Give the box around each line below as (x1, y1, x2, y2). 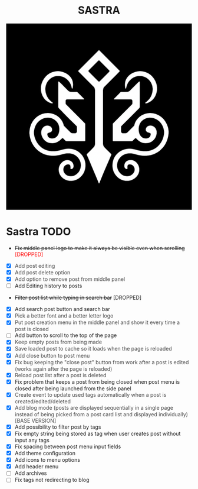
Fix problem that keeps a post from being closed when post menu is (14, 378, 180, 385)
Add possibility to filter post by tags (14, 423, 101, 430)
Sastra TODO (6, 225, 71, 238)
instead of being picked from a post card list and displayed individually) (14, 410, 189, 417)
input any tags (14, 437, 50, 443)
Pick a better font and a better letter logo (14, 312, 114, 319)
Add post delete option (14, 268, 71, 276)
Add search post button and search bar (14, 306, 110, 313)
